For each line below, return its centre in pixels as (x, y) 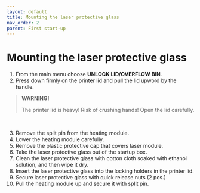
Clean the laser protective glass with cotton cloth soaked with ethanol (101, 158)
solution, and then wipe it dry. (52, 165)
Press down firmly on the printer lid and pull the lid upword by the (96, 80)
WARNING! (35, 98)
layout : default (27, 12)
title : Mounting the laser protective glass (63, 17)
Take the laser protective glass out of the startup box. (81, 152)
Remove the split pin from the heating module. (72, 133)
